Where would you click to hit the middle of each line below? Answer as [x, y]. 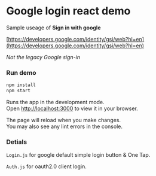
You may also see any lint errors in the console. [64, 126]
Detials [17, 142]
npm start [19, 91]
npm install [21, 85]
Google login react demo [68, 11]
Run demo [22, 72]
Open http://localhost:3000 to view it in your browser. [72, 108]
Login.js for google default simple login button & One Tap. [78, 155]
